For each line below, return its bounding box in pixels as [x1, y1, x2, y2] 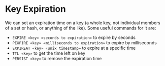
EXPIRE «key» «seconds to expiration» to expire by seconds [12, 34, 136, 40]
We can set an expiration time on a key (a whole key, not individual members [5, 20, 161, 26]
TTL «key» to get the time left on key [12, 50, 86, 56]
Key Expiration [5, 3, 66, 15]
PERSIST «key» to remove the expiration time [12, 55, 102, 61]
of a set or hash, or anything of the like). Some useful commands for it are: [5, 25, 156, 31]
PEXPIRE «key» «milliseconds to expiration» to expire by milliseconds [12, 39, 157, 45]
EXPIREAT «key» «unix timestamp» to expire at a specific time [12, 45, 136, 51]
